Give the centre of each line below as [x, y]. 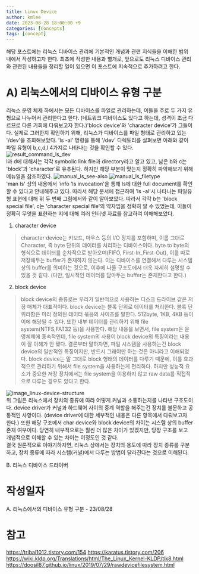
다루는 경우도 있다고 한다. [61, 381]
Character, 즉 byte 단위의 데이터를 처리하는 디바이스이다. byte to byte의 [105, 246]
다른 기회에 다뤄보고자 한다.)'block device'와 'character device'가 [99, 125]
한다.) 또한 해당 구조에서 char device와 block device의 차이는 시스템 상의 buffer [99, 423]
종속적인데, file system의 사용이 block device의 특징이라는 [110, 337]
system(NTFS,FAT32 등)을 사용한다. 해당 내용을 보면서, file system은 [102, 329]
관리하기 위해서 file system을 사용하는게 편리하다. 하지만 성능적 [110, 367]
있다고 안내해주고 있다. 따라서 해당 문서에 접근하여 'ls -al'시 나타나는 [97, 191]
